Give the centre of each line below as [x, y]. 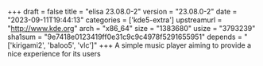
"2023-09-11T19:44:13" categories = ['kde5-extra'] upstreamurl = [115, 20]
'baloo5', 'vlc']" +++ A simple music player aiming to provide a [149, 45]
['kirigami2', [27, 45]
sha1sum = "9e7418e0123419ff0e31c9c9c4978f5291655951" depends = [125, 37]
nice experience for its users [54, 54]
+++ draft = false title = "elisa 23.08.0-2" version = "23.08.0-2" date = [122, 12]
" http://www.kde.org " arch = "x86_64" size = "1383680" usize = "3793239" [131, 28]
